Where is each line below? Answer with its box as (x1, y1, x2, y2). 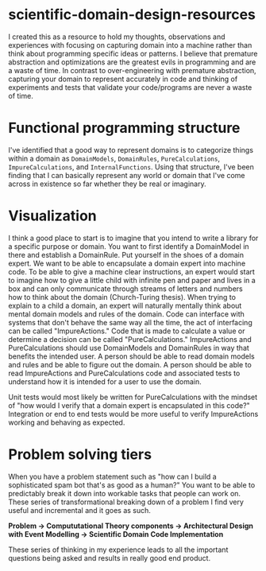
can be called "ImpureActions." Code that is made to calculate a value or (8, 326, 245, 336)
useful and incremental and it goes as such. (8, 505, 151, 515)
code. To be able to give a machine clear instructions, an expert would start (8, 266, 256, 276)
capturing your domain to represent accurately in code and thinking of (8, 74, 238, 84)
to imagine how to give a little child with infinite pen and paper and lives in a (8, 275, 256, 285)
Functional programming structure (8, 119, 241, 137)
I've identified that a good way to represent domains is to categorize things (8, 145, 254, 154)
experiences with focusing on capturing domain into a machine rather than (8, 40, 253, 49)
